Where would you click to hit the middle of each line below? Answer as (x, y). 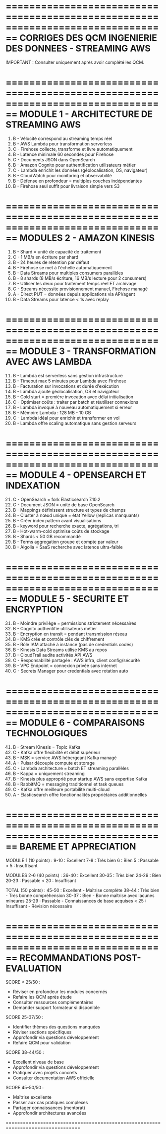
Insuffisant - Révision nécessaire (39, 906)
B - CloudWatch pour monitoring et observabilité (62, 175)
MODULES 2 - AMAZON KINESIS (87, 238)
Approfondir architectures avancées (50, 1113)
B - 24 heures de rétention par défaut (51, 262)
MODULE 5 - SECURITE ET (74, 599)
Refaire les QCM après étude (42, 997)
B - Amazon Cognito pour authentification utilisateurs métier (74, 165)
